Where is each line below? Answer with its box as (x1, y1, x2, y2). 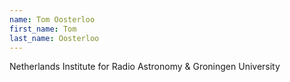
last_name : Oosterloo (9, 33, 100, 43)
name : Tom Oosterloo (9, 14, 96, 25)
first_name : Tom (9, 24, 77, 34)
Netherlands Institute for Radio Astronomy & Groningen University (9, 61, 281, 73)
